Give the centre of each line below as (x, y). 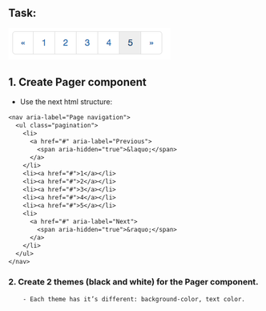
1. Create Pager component (77, 82)
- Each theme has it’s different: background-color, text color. (134, 299)
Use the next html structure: (66, 101)
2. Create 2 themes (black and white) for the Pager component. (133, 281)
